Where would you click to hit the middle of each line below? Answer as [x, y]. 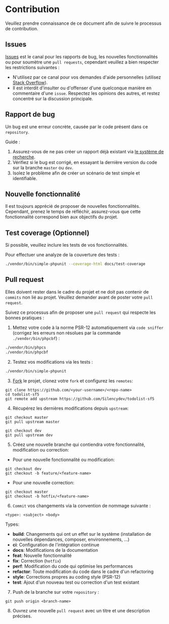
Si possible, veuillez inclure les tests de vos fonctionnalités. [67, 245]
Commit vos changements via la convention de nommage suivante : [81, 505]
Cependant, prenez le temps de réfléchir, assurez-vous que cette [73, 212]
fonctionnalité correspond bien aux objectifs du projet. [62, 217]
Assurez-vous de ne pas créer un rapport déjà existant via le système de [88, 151]
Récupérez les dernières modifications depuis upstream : [70, 408]
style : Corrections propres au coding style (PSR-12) [66, 577]
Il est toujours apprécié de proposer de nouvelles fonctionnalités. [73, 206]
